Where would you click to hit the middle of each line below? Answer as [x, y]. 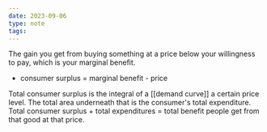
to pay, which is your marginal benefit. [72, 62]
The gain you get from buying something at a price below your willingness [132, 54]
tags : [17, 31]
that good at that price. [47, 120]
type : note [27, 23]
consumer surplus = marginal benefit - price [94, 79]
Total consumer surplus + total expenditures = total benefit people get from [134, 111]
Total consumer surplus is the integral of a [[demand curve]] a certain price [134, 94]
